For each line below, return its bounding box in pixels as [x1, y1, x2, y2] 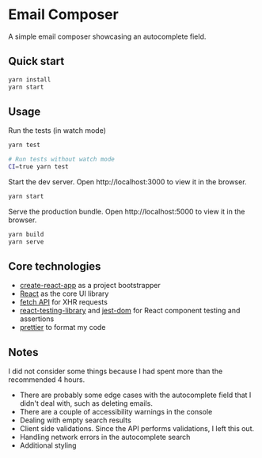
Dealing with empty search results [19, 415, 132, 425]
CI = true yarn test [8, 163, 69, 171]
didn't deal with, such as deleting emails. [19, 399, 153, 408]
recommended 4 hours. [8, 375, 85, 384]
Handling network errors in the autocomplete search [19, 433, 191, 442]
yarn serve [8, 237, 44, 246]
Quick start [8, 55, 65, 68]
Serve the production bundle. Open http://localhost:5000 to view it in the [8, 206, 245, 216]
